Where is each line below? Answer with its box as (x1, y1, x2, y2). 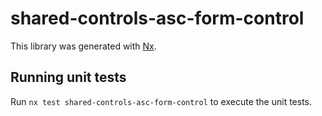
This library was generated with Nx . (10, 40, 157, 52)
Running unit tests (10, 69, 127, 86)
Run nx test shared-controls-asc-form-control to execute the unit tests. (10, 95, 313, 107)
